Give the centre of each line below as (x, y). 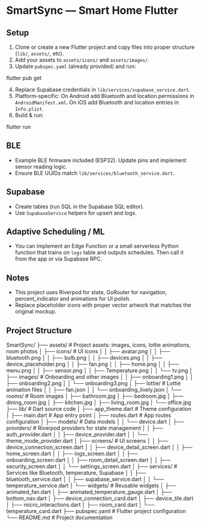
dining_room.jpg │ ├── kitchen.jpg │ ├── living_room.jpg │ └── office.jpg (99, 402)
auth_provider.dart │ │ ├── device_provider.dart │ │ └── (77, 434)
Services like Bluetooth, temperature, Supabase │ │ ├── (76, 473)
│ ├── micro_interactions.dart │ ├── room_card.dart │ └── (80, 505)
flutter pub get (24, 78)
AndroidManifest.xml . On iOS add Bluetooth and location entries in (97, 102)
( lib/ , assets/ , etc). (39, 54)
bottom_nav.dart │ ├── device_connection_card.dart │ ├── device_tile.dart (100, 498)
